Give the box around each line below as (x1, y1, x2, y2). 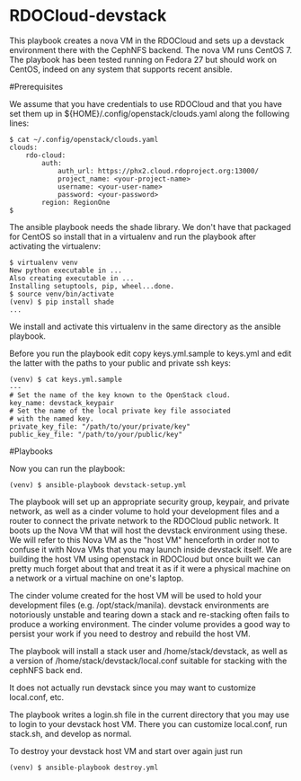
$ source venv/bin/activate (9, 289, 115, 298)
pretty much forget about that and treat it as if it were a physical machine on (9, 563, 291, 573)
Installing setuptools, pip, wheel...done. (9, 281, 175, 290)
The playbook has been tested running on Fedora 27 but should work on (9, 54, 277, 65)
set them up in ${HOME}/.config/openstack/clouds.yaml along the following (9, 108, 290, 119)
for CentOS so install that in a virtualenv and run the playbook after (9, 231, 257, 242)
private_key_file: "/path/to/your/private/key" (9, 422, 191, 431)
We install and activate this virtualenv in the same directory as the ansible (9, 321, 281, 332)
